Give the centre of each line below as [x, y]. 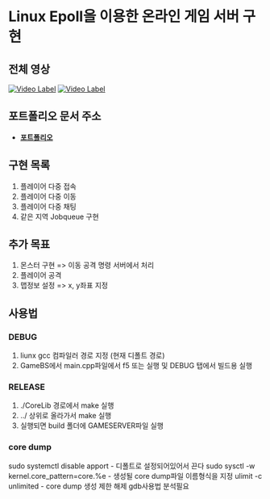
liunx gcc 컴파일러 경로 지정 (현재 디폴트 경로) [92, 355]
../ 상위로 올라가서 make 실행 [66, 416]
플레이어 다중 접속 [48, 186]
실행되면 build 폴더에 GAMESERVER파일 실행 [91, 426]
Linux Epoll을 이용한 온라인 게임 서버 [124, 17]
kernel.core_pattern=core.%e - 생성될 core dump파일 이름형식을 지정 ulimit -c [135, 476]
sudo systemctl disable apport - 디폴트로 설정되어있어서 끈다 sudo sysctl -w [132, 466]
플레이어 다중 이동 [48, 196]
